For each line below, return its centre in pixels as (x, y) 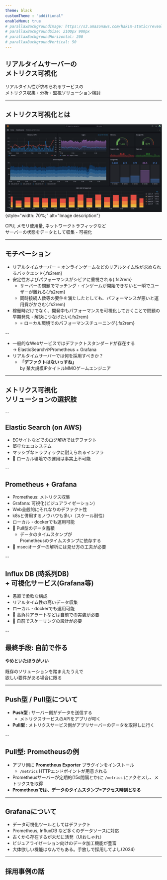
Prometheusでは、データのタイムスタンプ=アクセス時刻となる (77, 790)
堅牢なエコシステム (32, 446)
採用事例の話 (25, 871)
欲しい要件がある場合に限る (34, 678)
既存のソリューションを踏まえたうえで (44, 671)
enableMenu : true (23, 21)
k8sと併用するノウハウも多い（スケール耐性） (60, 516)
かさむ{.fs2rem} (49, 304)
